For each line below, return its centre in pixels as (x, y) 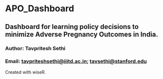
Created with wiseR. (25, 72)
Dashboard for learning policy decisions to (72, 27)
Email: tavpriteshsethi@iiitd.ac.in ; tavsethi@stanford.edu (76, 61)
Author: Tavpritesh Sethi (35, 48)
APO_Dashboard (40, 9)
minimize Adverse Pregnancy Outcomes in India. (82, 34)
